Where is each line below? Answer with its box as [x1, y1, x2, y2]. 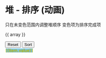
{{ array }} [5, 31, 26, 37]
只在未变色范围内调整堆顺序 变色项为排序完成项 [5, 22, 101, 28]
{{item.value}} [5, 47, 33, 53]
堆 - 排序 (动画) [5, 4, 65, 16]
